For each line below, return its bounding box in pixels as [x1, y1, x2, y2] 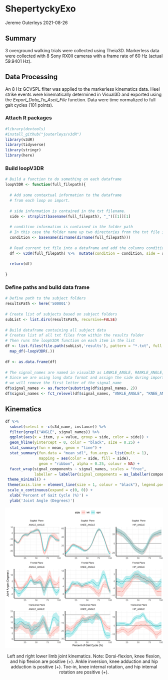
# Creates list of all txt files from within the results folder [5, 333, 144, 338]
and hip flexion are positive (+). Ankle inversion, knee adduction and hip [9, 658, 158, 664]
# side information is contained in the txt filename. [9, 209, 126, 214]
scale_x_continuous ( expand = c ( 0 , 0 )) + [7, 487, 93, 493]
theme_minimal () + [7, 477, 46, 482]
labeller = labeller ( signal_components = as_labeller [34, 472, 149, 477]
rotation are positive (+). [59, 669, 109, 675]
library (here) [5, 153, 35, 158]
